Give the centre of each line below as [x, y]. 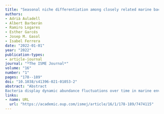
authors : [14, 14]
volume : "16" [18, 68]
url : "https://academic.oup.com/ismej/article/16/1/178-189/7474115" [82, 104]
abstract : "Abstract [26, 86]
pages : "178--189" [24, 77]
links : [12, 95]
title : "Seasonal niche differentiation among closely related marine [78, 9]
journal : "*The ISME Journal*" [37, 64]
